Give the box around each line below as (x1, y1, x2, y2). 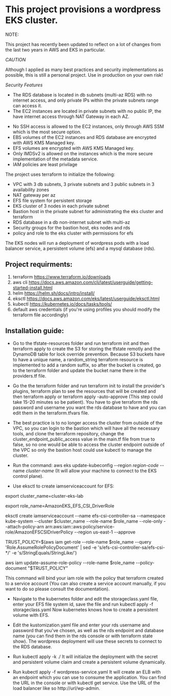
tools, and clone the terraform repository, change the (12, 430, 125, 436)
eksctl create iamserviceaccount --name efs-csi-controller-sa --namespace (5, 513, 166, 519)
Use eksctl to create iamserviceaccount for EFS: (12, 483, 114, 489)
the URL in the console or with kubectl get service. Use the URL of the (12, 680, 160, 686)
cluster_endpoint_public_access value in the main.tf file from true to (12, 436, 155, 442)
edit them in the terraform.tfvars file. (12, 410, 89, 416)
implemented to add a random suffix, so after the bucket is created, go (12, 362, 161, 368)
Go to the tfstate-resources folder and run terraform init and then (12, 340, 150, 346)
